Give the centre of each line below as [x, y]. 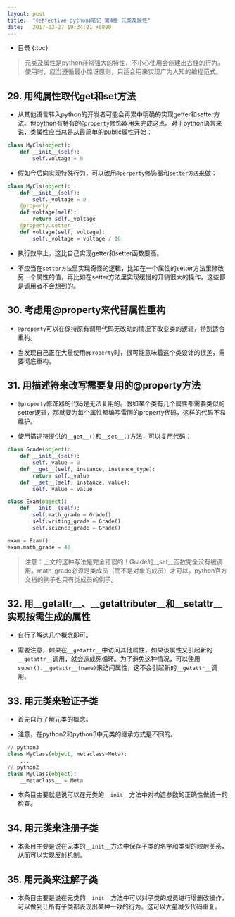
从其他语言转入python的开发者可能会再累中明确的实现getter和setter [115, 114]
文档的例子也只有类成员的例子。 [71, 579]
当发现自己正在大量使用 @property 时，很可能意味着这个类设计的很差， [118, 352]
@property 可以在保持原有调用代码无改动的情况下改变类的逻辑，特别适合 [121, 328]
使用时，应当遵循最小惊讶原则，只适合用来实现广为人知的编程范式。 [123, 72]
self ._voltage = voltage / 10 [77, 238]
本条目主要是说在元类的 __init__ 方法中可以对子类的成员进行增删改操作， [123, 898]
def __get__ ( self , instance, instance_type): [88, 469]
